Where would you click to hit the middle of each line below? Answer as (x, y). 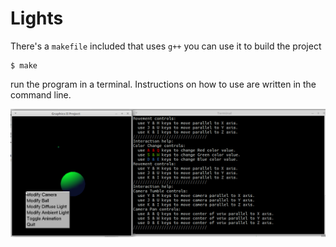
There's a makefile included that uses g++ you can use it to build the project (166, 46)
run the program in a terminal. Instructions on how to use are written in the (163, 84)
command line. (41, 94)
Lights (37, 18)
